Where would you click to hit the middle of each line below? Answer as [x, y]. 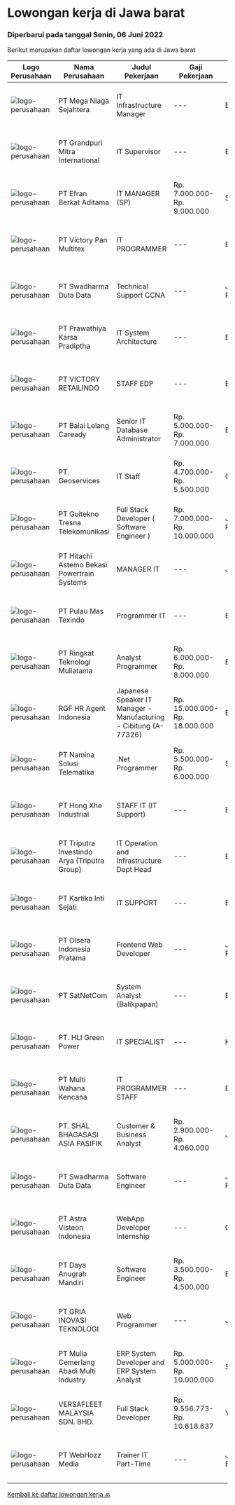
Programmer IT [141, 616]
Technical [133, 286]
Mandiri [71, 1283]
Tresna [70, 523]
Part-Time [134, 1464]
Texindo [72, 620]
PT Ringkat [76, 653]
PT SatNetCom [83, 996]
